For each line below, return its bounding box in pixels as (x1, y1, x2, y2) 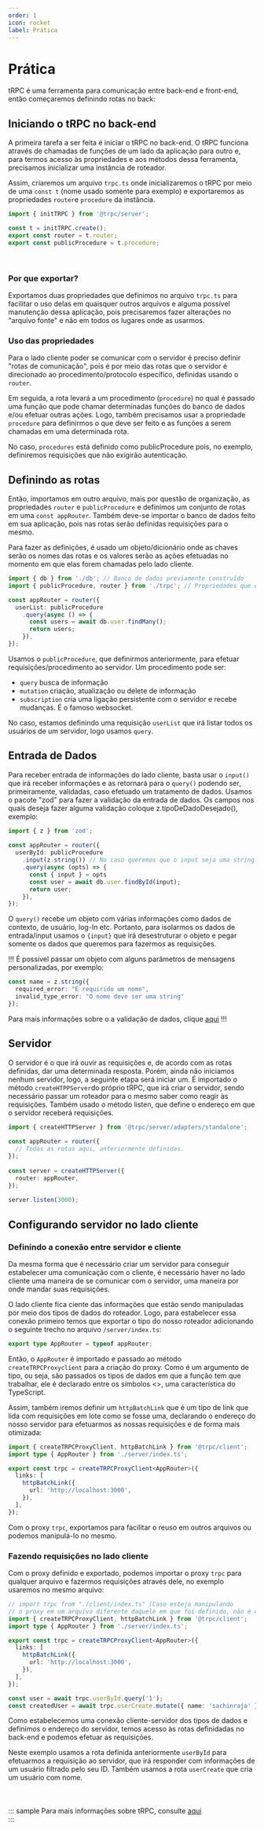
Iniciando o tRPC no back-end (8, 117, 157, 130)
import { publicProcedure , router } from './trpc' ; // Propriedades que (8, 582, 251, 589)
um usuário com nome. (8, 1773, 83, 1783)
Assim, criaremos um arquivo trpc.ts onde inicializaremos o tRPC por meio (8, 178, 253, 188)
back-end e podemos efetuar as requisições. (8, 1732, 154, 1742)
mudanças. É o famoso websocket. (19, 703, 134, 712)
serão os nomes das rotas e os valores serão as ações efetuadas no (8, 551, 229, 560)
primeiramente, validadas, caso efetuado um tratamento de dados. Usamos (8, 787, 253, 796)
